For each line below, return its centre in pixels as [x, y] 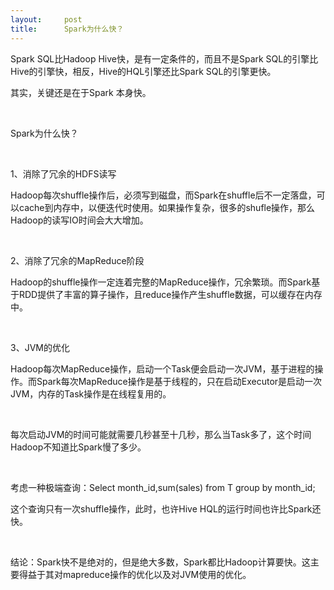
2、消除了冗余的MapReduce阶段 [77, 260]
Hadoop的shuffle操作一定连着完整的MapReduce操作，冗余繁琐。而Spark [161, 282]
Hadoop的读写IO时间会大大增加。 [79, 220]
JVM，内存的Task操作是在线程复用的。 [91, 393]
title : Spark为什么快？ [67, 29]
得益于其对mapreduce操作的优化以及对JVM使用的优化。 [135, 574]
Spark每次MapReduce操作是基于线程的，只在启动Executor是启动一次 [179, 381]
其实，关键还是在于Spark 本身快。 [81, 92]
